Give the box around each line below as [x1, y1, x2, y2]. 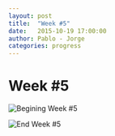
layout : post [8, 11, 53, 20]
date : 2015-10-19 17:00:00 [8, 27, 107, 35]
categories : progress [8, 42, 82, 50]
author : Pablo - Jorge [8, 34, 85, 43]
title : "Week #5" [8, 19, 70, 28]
